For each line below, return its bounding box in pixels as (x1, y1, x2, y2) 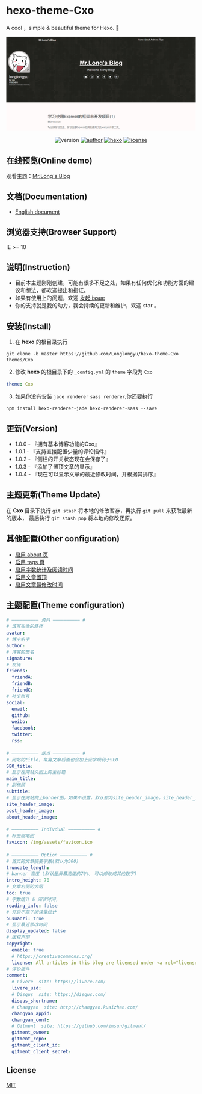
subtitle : (6, 788, 31, 794)
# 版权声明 (6, 935, 30, 941)
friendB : (11, 681, 34, 687)
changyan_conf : (11, 1017, 50, 1023)
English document (14, 208, 60, 215)
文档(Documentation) (6, 192, 88, 202)
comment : (6, 973, 28, 979)
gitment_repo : (11, 1036, 47, 1042)
